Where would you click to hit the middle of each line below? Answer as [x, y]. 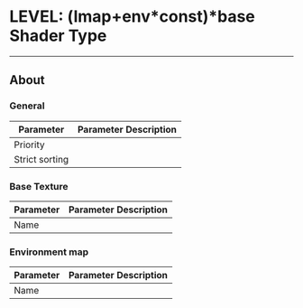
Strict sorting [41, 159]
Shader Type [58, 36]
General [27, 106]
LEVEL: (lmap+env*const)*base [132, 17]
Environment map [49, 252]
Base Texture [39, 186]
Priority [29, 145]
